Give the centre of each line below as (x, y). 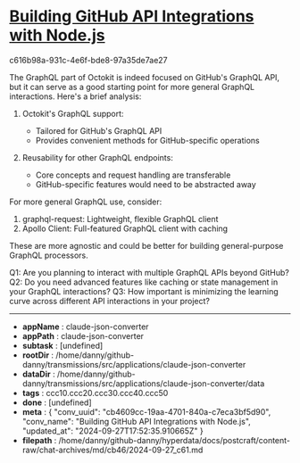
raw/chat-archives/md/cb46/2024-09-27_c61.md (112, 450)
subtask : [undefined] (62, 345)
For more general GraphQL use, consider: (86, 202)
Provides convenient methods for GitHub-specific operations (148, 140)
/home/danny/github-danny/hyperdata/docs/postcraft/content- (175, 440)
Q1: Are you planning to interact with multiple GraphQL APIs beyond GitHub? (150, 272)
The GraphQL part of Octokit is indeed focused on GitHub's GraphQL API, (144, 77)
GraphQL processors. (49, 255)
